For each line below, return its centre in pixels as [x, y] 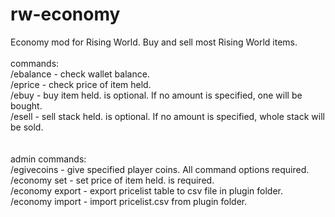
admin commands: [48, 159]
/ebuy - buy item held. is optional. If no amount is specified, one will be [156, 95]
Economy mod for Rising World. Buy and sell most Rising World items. [154, 42]
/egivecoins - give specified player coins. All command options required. [160, 169]
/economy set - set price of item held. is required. [112, 180]
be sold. [27, 127]
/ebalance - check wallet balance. [80, 74]
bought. [26, 105]
